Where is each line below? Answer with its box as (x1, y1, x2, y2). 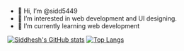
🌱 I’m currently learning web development (17, 22, 140, 30)
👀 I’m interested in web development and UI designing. (17, 14, 177, 23)
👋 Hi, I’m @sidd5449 (17, 7, 78, 15)
